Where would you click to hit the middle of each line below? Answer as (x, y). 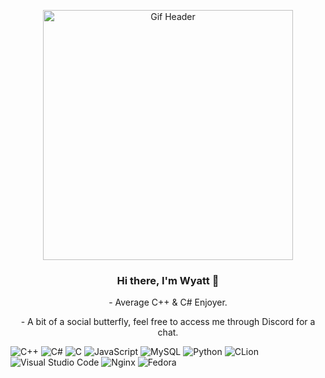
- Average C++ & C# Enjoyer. (168, 302)
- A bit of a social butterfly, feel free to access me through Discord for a (168, 322)
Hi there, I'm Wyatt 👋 (168, 280)
